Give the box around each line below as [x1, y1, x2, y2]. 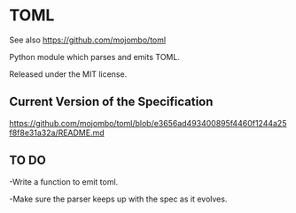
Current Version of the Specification [9, 95, 214, 110]
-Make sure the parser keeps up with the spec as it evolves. [9, 194, 228, 204]
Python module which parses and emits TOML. [9, 51, 180, 62]
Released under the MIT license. [9, 68, 128, 80]
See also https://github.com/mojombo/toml [9, 34, 167, 45]
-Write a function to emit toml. [9, 176, 119, 186]
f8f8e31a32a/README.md [9, 127, 105, 138]
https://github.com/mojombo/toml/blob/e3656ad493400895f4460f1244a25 [9, 118, 287, 128]
